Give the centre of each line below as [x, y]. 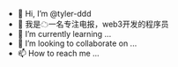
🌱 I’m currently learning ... [64, 34]
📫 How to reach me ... [58, 53]
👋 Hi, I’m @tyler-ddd [54, 14]
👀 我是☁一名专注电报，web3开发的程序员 [93, 24]
